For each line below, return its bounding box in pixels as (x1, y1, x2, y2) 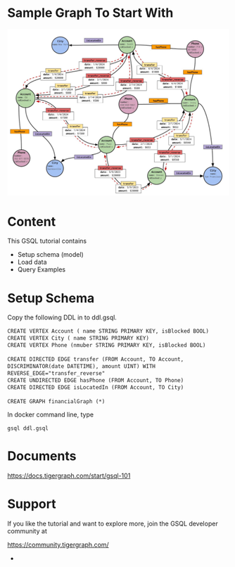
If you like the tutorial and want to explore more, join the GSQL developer (7, 519, 218, 528)
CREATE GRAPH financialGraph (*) (7, 398, 106, 405)
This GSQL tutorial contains (7, 237, 87, 246)
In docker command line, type (7, 410, 94, 419)
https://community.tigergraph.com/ (7, 540, 109, 549)
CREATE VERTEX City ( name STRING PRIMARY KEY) (7, 335, 150, 342)
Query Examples (17, 265, 65, 274)
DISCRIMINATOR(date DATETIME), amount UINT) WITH (7, 363, 156, 370)
